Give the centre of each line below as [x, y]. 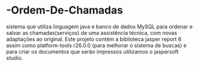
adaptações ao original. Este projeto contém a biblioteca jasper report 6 [94, 39]
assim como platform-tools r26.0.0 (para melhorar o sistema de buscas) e [97, 45]
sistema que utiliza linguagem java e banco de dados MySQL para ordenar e [99, 27]
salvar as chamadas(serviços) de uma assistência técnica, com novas [91, 32]
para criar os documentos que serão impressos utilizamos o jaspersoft [92, 51]
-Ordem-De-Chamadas [65, 10]
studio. [15, 58]
